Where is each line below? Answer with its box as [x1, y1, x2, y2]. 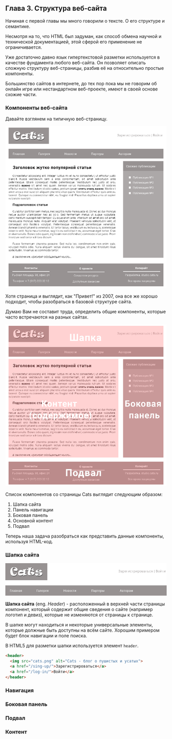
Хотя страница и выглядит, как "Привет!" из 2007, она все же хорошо [5, 293, 158, 300]
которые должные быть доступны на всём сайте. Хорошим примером [5, 627, 160, 633]
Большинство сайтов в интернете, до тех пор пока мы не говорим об [5, 80, 157, 86]
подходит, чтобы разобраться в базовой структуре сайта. [5, 299, 133, 305]
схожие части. [5, 91, 37, 97]
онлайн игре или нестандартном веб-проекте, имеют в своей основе [5, 86, 158, 92]
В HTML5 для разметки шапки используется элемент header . [5, 642, 139, 649]
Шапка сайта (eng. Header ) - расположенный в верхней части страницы [5, 601, 165, 607]
